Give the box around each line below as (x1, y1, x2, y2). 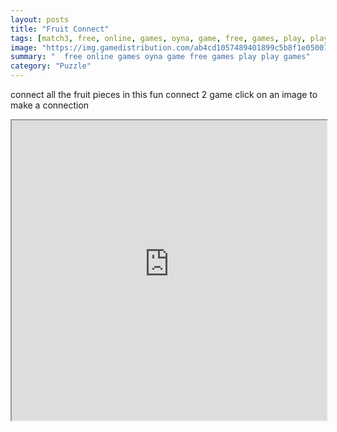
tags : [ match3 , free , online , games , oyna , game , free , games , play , (10, 33, 307, 43)
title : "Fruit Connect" (10, 24, 110, 34)
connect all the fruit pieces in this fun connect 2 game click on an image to (10, 89, 318, 100)
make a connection (10, 99, 90, 111)
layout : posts (10, 14, 70, 25)
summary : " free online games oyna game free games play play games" (10, 52, 311, 62)
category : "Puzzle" (10, 61, 92, 71)
